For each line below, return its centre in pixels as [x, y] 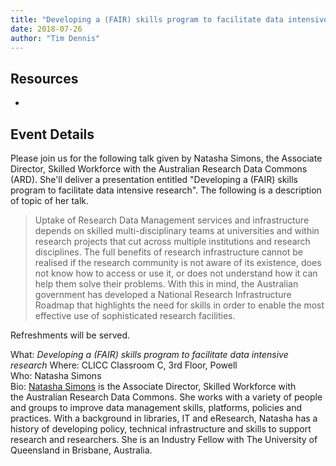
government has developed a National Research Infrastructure [163, 294]
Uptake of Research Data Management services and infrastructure [172, 220]
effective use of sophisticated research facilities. [135, 315]
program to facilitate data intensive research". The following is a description [166, 190]
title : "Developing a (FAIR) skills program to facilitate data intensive [169, 19]
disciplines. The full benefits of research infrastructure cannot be [168, 252]
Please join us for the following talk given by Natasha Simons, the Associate [166, 158]
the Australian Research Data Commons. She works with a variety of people [166, 397]
